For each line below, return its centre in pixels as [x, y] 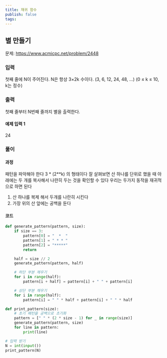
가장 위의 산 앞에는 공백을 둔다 [42, 203]
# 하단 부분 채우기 [31, 272]
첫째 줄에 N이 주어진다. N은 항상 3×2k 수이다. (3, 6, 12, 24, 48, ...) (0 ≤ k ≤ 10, [82, 79]
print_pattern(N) [23, 350]
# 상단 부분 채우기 [31, 290]
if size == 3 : [29, 231]
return [30, 250]
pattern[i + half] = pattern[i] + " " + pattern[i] [78, 282]
